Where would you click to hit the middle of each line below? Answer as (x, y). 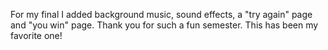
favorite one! (36, 35)
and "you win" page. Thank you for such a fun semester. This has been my (164, 25)
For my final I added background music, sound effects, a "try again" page (161, 14)
